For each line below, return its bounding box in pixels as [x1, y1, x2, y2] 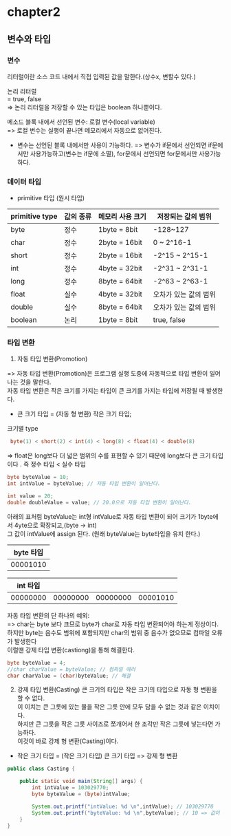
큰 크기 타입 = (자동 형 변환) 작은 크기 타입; [16, 410, 132, 418]
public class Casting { [7, 765, 76, 773]
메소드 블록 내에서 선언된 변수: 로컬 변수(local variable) [7, 118, 156, 126]
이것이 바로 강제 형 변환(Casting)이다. [16, 737, 119, 745]
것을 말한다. [19, 378, 52, 386]
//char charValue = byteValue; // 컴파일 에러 [7, 665, 136, 673]
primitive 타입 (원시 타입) [16, 194, 85, 202]
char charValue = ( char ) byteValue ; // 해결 [7, 672, 131, 679]
